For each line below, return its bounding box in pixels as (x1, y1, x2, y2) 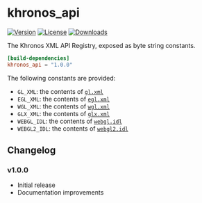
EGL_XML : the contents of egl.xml (17, 95, 110, 103)
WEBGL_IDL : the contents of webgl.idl (17, 117, 123, 125)
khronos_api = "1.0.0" (7, 61, 73, 68)
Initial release (17, 181, 56, 189)
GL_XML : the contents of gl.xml (17, 87, 104, 95)
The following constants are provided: (7, 74, 116, 82)
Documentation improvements (17, 188, 104, 197)
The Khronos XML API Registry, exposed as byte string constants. (7, 41, 196, 49)
